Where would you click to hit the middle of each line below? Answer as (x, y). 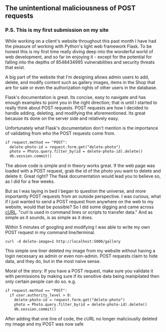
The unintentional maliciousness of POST (70, 8)
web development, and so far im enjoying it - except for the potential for (79, 57)
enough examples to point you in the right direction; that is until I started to (81, 102)
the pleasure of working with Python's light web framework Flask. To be (79, 46)
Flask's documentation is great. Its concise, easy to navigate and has (76, 97)
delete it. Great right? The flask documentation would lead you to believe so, (83, 176)
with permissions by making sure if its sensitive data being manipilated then (82, 276)
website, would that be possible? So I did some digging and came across (80, 207)
